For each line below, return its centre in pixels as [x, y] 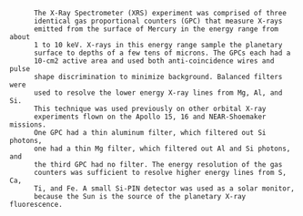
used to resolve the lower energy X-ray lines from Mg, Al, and [158, 93]
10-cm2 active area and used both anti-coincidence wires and [154, 61]
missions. [28, 125]
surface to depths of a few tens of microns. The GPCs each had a [162, 53]
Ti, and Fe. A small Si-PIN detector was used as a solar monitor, [164, 189]
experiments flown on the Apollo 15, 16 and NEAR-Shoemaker [150, 117]
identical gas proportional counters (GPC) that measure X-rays [158, 21]
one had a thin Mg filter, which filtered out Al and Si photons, [162, 149]
